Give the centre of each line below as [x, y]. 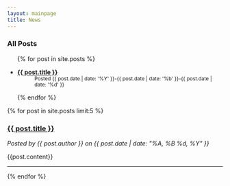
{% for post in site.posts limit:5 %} [55, 111]
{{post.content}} [30, 157]
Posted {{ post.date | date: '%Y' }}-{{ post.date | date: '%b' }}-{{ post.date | [123, 79]
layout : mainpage [32, 13]
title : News [24, 20]
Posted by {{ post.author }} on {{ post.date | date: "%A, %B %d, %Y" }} [108, 143]
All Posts [22, 44]
